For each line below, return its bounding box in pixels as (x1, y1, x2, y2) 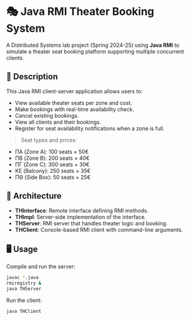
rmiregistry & (6, 280, 42, 286)
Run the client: (6, 297, 42, 304)
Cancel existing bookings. (14, 112, 79, 119)
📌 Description (6, 71, 58, 82)
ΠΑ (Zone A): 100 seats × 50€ (14, 148, 89, 155)
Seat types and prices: (20, 136, 77, 143)
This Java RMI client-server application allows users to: (6, 88, 143, 95)
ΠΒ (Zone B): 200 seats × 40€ (14, 154, 90, 162)
